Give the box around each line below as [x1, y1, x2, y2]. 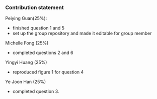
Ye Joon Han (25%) [5, 79, 46, 85]
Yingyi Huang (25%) [5, 59, 47, 65]
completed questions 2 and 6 [12, 49, 73, 56]
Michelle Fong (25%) [5, 40, 49, 46]
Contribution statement [5, 4, 64, 11]
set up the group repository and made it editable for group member [12, 30, 152, 36]
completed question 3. [12, 88, 59, 94]
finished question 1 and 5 [12, 25, 64, 31]
